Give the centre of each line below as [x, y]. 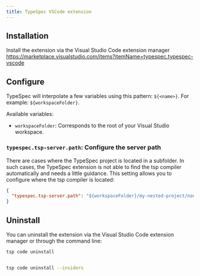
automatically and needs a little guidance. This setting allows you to [89, 173]
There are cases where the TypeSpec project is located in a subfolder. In [95, 160]
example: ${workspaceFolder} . [43, 103]
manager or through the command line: [54, 241]
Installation [27, 36]
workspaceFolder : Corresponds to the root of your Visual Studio [92, 125]
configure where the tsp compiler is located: [60, 179]
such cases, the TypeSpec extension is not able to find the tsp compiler [94, 167]
